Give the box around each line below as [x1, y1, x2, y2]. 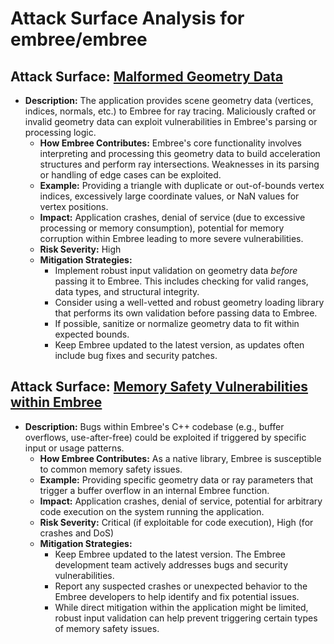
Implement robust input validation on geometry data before [54, 265, 298, 276]
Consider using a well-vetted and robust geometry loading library [54, 297, 325, 308]
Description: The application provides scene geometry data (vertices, [24, 95, 314, 106]
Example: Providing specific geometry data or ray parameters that [39, 473, 314, 486]
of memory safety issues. [54, 622, 160, 634]
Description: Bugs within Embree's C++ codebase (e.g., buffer [24, 420, 285, 432]
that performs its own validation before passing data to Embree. [54, 307, 318, 319]
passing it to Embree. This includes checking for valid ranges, [54, 275, 309, 287]
